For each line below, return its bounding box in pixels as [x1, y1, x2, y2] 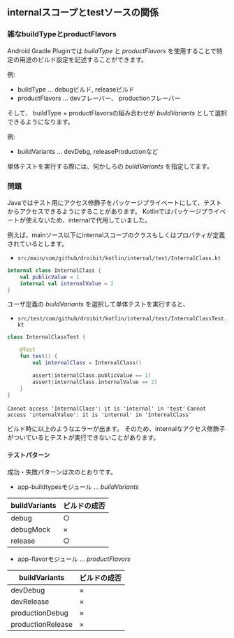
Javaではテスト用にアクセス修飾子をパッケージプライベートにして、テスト [7, 198, 222, 206]
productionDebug [10, 608, 68, 618]
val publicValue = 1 [20, 274, 80, 281]
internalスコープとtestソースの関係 [7, 6, 159, 19]
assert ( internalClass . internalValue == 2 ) [32, 378, 158, 385]
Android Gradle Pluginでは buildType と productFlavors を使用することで [7, 46, 217, 55]
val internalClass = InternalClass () [32, 360, 142, 367]
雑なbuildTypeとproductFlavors [7, 29, 117, 39]
